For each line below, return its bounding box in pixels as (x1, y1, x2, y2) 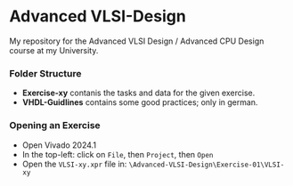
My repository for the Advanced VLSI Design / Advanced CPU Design (9, 36, 265, 46)
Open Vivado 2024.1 (21, 140, 96, 150)
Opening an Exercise (9, 119, 101, 132)
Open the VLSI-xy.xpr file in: (21, 158, 127, 169)
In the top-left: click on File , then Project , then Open (21, 149, 214, 159)
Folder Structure (9, 67, 82, 79)
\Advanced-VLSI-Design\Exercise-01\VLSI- (128, 160, 285, 169)
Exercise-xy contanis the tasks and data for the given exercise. (21, 87, 256, 99)
